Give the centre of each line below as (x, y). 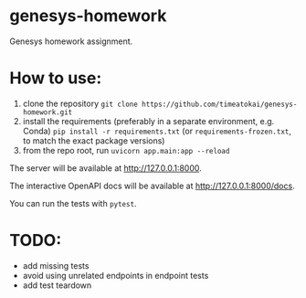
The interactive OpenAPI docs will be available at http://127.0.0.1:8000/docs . (152, 186)
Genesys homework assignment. (71, 41)
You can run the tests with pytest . (73, 203)
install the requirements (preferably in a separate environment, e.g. (148, 121)
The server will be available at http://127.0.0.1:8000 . (106, 168)
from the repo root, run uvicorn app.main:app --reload (126, 150)
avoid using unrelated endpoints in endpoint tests (116, 275)
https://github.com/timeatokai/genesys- (219, 104)
